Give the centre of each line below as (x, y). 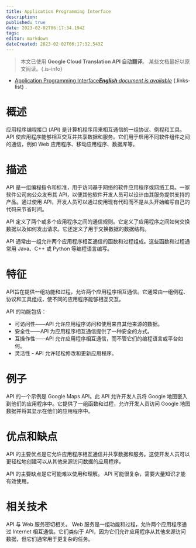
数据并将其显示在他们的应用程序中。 (50, 411)
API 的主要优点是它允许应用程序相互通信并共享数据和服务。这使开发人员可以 (98, 454)
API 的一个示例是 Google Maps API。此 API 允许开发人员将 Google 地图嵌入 (97, 396)
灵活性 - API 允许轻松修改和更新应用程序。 (66, 353)
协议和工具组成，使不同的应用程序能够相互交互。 (65, 299)
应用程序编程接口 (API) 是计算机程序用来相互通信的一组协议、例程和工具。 (96, 129)
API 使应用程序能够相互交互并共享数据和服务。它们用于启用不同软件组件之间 (98, 137)
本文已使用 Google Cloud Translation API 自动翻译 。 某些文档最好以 (103, 61)
